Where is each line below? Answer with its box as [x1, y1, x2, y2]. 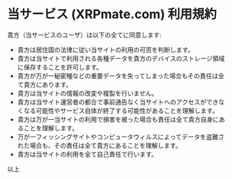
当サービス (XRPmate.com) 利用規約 [7, 6, 217, 22]
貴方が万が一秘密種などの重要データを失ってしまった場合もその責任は [17, 71, 219, 80]
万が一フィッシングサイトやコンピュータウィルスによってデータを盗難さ [17, 132, 225, 141]
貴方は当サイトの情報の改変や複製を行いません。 [17, 88, 158, 98]
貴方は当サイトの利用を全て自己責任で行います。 [17, 150, 158, 158]
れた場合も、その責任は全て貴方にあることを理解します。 [17, 141, 182, 150]
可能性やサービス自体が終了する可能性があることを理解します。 [36, 106, 219, 115]
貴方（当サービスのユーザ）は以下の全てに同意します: [7, 31, 162, 39]
